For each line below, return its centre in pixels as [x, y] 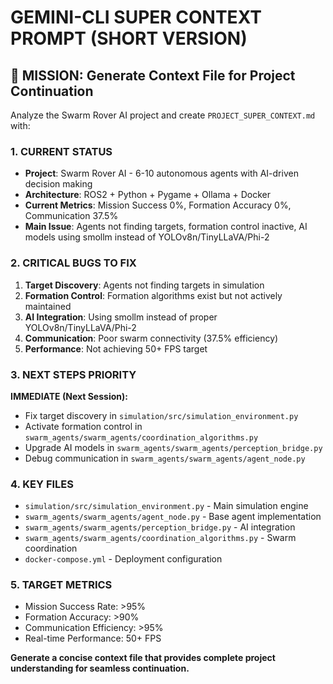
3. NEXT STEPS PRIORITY [73, 374]
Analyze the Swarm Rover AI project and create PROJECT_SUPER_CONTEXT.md [163, 115]
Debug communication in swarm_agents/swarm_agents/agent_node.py [165, 458]
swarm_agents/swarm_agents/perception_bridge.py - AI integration [160, 527]
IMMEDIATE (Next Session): [69, 396]
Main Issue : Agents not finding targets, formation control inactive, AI [166, 227]
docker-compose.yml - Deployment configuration [123, 559]
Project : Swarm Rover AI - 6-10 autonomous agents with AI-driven [161, 173]
